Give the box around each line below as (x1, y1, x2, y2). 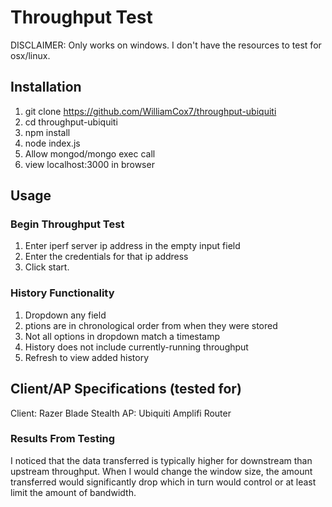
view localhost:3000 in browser (24, 158, 155, 170)
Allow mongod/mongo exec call (24, 147, 156, 160)
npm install (24, 126, 71, 138)
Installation (10, 79, 82, 96)
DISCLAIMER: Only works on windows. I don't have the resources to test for (10, 39, 322, 51)
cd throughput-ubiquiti (24, 116, 118, 128)
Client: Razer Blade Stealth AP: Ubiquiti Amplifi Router (10, 407, 232, 419)
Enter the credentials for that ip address (24, 251, 189, 263)
